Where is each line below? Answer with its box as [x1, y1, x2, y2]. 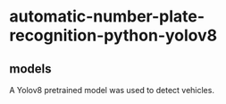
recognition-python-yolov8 [9, 25, 218, 46]
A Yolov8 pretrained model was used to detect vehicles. [9, 85, 214, 95]
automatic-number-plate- [9, 6, 205, 27]
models [9, 61, 52, 76]
